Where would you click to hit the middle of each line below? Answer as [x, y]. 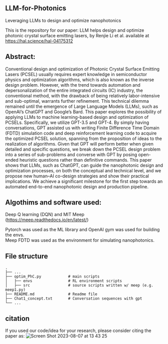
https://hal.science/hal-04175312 [39, 41]
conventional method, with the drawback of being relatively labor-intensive [82, 96]
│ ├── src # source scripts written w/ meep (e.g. [79, 286]
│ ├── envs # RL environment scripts [64, 281]
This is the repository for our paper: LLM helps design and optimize [75, 30]
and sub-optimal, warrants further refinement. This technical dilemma [77, 101]
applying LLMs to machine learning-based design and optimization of [77, 117]
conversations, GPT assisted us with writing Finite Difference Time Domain [82, 127]
